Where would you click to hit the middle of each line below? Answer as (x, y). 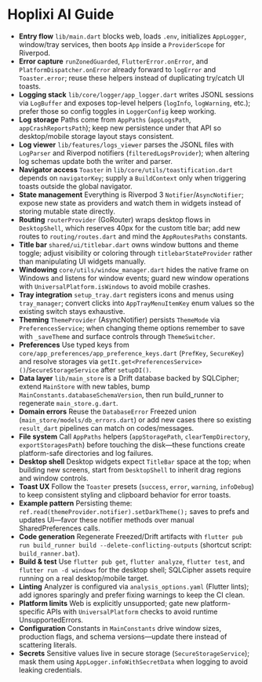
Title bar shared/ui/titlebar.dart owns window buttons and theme (129, 244)
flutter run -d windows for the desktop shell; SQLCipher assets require (135, 570)
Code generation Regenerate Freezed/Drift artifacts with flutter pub (131, 536)
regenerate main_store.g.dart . (68, 403)
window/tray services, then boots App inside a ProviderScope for (122, 44)
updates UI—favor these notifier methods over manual (106, 520)
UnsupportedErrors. (51, 620)
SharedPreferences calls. (59, 528)
